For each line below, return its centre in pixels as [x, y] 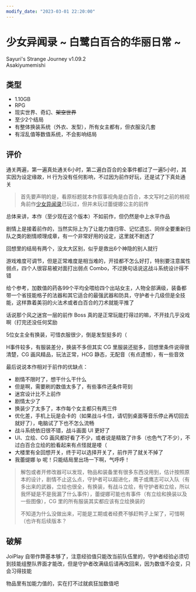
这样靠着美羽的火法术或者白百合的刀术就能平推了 [75, 303]
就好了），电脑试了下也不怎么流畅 [54, 423]
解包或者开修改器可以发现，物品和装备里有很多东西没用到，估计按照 [102, 472]
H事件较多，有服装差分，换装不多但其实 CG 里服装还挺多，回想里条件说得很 [98, 347]
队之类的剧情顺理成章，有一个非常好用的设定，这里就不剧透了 [80, 236]
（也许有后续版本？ [44, 521]
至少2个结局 [29, 120]
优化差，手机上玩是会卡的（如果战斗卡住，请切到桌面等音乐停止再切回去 [102, 416]
